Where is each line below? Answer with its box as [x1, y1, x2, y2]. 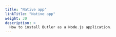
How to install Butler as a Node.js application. [9, 25, 112, 30]
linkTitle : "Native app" [5, 12, 56, 16]
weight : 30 [5, 16, 27, 21]
